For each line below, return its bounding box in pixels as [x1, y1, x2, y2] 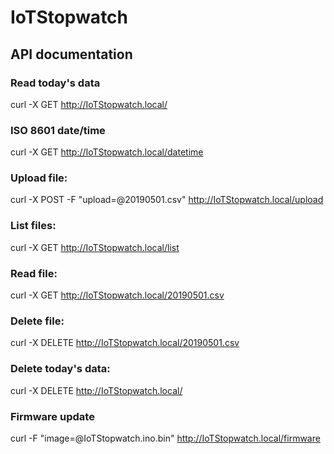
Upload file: [10, 171, 68, 185]
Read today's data [10, 76, 101, 90]
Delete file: [10, 314, 65, 328]
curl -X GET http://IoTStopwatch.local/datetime [10, 146, 204, 158]
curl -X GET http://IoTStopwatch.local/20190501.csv [10, 289, 225, 301]
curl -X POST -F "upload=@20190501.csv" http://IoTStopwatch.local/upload [10, 194, 324, 206]
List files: [10, 219, 57, 233]
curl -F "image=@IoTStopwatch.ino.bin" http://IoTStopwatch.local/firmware [10, 432, 321, 444]
